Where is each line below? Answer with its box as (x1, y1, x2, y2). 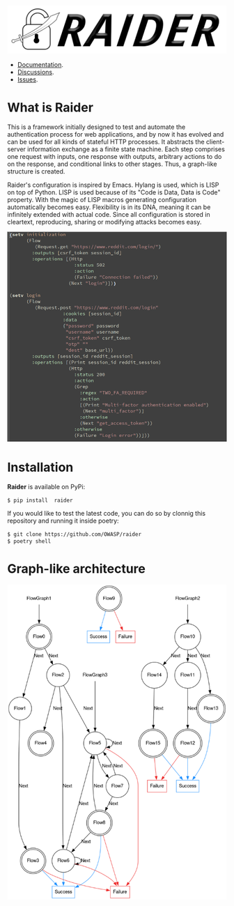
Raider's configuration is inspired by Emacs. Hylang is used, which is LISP (7, 181, 219, 189)
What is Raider (7, 100, 94, 115)
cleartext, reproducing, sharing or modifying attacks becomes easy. (7, 217, 202, 226)
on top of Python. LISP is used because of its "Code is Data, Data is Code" (7, 187, 221, 197)
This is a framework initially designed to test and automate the (7, 123, 186, 131)
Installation (7, 459, 74, 475)
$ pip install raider (7, 497, 73, 504)
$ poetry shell (7, 538, 52, 545)
